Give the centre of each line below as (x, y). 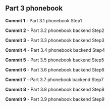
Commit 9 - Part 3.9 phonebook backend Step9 (55, 99)
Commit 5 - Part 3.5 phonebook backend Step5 (55, 60)
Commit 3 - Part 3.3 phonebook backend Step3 (55, 40)
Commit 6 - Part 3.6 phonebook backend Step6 (55, 69)
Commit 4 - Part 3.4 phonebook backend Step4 (55, 50)
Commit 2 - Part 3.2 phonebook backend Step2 (55, 30)
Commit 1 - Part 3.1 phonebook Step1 (44, 20)
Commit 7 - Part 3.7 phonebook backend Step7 (54, 79)
